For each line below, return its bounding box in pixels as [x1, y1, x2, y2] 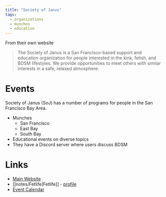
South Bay [20, 131, 42, 137]
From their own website [5, 40, 54, 46]
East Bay [20, 126, 39, 132]
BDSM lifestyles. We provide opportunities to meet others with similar [17, 60, 161, 66]
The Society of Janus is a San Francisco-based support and [17, 50, 142, 56]
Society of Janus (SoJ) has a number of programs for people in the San [5, 100, 153, 106]
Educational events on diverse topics [12, 136, 89, 142]
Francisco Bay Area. [5, 105, 47, 111]
